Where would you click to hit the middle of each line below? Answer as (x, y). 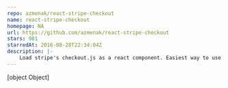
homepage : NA (26, 26)
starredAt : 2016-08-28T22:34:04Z (55, 45)
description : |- (30, 52)
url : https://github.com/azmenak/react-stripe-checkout (88, 32)
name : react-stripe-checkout (48, 20)
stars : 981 (23, 39)
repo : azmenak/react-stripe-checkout (61, 13)
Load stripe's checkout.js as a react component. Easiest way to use (120, 58)
